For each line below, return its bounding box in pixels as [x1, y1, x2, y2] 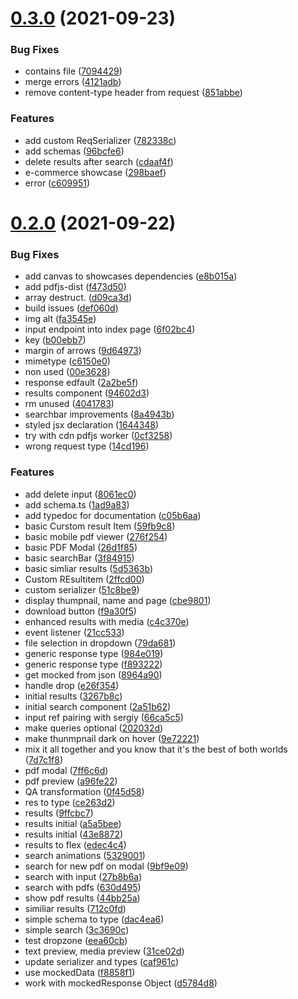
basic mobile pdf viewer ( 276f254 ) [24, 530, 168, 542]
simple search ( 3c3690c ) [24, 923, 130, 936]
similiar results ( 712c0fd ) [24, 902, 127, 914]
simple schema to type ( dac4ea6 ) [24, 913, 165, 925]
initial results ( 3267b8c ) [24, 690, 123, 702]
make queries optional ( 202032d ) [24, 722, 164, 734]
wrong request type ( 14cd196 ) [24, 440, 150, 452]
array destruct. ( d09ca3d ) [24, 292, 133, 304]
